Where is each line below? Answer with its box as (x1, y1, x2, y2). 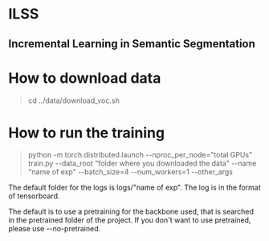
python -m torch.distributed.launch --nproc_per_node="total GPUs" (27, 150, 253, 160)
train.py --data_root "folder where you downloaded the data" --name (27, 158, 257, 169)
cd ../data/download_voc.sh (27, 96, 120, 105)
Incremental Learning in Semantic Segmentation (8, 37, 255, 51)
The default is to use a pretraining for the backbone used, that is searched (8, 206, 255, 217)
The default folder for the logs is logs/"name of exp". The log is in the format (8, 182, 261, 193)
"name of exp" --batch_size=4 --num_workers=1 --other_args (27, 167, 233, 177)
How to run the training (8, 124, 165, 141)
